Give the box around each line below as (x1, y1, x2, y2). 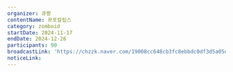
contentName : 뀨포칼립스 (7, 16, 71, 23)
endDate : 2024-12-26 (7, 36, 67, 43)
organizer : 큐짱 (7, 10, 51, 17)
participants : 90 (7, 42, 58, 49)
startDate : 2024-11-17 (7, 29, 73, 36)
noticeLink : (7, 55, 42, 62)
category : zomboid (7, 23, 60, 29)
